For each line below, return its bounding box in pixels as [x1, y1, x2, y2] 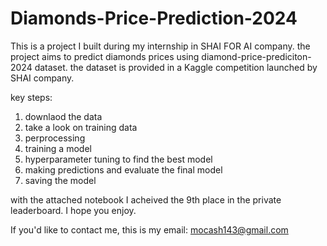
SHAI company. [10, 72, 75, 84]
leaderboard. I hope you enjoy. [10, 204, 137, 216]
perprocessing [24, 132, 86, 144]
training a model [24, 142, 92, 154]
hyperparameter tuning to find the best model [24, 153, 213, 165]
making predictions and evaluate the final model [24, 163, 223, 176]
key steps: [10, 91, 53, 103]
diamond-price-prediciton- [201, 50, 312, 62]
